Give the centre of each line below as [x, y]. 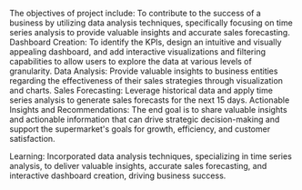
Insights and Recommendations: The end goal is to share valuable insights [149, 110]
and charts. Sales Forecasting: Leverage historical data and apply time [141, 90]
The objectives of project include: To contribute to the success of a [135, 13]
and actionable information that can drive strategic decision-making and [145, 119]
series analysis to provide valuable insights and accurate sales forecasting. [150, 32]
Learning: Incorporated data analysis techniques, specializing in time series [151, 156]
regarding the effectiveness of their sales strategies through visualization [146, 80]
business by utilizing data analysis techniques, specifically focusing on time [151, 23]
